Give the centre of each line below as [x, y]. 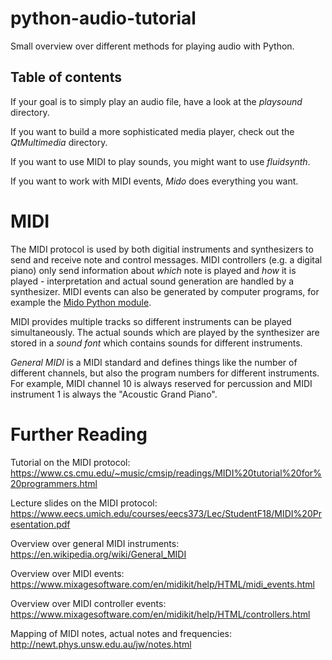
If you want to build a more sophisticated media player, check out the [152, 131]
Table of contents [66, 77]
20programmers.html [54, 483]
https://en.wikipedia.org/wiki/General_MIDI [98, 554]
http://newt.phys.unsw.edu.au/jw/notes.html [101, 644]
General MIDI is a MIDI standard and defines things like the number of [154, 362]
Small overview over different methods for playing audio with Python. [152, 46]
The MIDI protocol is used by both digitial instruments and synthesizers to [162, 249]
